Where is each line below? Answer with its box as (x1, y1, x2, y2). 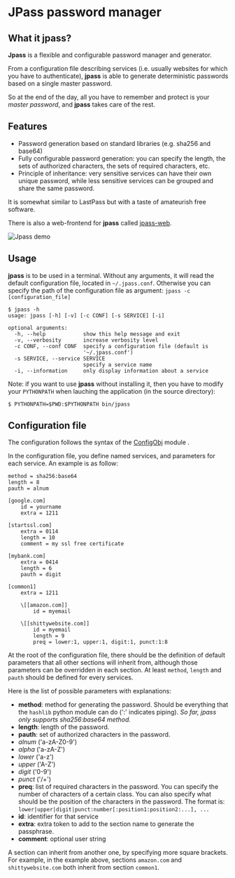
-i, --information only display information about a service (14, 367, 209, 374)
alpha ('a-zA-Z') (17, 745, 66, 754)
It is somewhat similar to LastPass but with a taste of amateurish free (8, 197, 206, 206)
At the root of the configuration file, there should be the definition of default (8, 651, 226, 660)
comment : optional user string (17, 834, 106, 843)
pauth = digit (20, 571, 62, 578)
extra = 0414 (20, 559, 59, 566)
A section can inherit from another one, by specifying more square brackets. (8, 849, 228, 857)
